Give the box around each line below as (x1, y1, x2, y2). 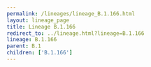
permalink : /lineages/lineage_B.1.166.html (6, 10, 136, 17)
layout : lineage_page (6, 17, 70, 24)
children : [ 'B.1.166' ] (6, 50, 73, 57)
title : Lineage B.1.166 (6, 23, 76, 30)
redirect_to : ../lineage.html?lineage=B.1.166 (6, 29, 145, 37)
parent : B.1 (6, 43, 41, 50)
